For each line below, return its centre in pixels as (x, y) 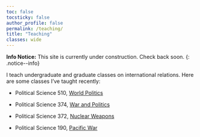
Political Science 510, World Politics (59, 93)
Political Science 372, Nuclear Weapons (64, 116)
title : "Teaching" (29, 34)
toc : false (20, 12)
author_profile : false (35, 23)
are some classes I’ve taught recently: (53, 81)
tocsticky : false (28, 17)
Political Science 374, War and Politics (62, 105)
